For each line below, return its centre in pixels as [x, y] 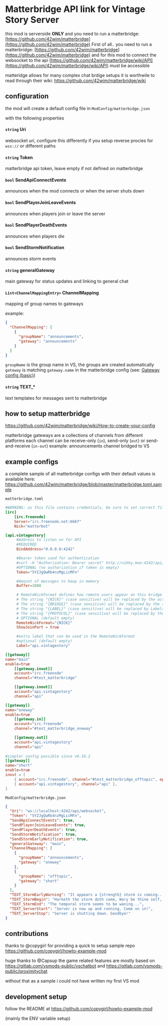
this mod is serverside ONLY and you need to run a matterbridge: [72, 33]
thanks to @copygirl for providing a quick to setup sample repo [70, 945]
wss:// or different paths [30, 145]
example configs [32, 462]
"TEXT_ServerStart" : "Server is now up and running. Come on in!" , [81, 908]
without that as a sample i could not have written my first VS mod [72, 981]
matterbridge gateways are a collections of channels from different [74, 435]
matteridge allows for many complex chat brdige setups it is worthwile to [80, 75]
